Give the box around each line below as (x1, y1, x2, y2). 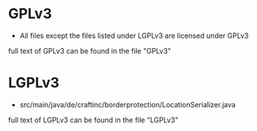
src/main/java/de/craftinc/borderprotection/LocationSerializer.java (19, 99, 236, 109)
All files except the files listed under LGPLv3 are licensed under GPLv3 (19, 31, 249, 40)
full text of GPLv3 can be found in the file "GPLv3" (8, 46, 172, 55)
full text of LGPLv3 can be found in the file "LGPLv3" (8, 115, 179, 125)
